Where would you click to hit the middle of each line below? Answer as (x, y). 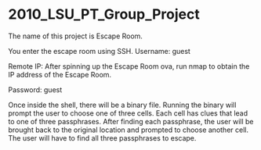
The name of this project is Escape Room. (76, 36)
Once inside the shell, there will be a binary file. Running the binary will (122, 105)
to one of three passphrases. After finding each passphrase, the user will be (131, 121)
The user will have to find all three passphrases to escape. (102, 137)
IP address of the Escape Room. (60, 74)
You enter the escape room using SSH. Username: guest (99, 51)
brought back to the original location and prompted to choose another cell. (129, 130)
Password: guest (35, 89)
